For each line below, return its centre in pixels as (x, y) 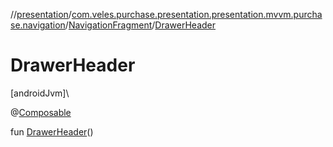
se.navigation (38, 25)
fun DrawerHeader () (52, 131)
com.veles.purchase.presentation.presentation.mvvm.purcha (197, 14)
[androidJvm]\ (40, 93)
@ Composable (41, 112)
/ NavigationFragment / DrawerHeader (140, 25)
